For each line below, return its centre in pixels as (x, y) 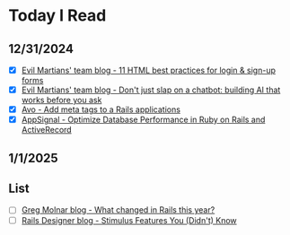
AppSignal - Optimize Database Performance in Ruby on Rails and (143, 120)
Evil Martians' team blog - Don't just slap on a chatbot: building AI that (151, 90)
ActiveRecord (47, 130)
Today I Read (57, 16)
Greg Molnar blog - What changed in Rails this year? (118, 210)
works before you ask (62, 100)
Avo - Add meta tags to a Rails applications (101, 109)
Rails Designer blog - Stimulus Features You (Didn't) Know (129, 220)
